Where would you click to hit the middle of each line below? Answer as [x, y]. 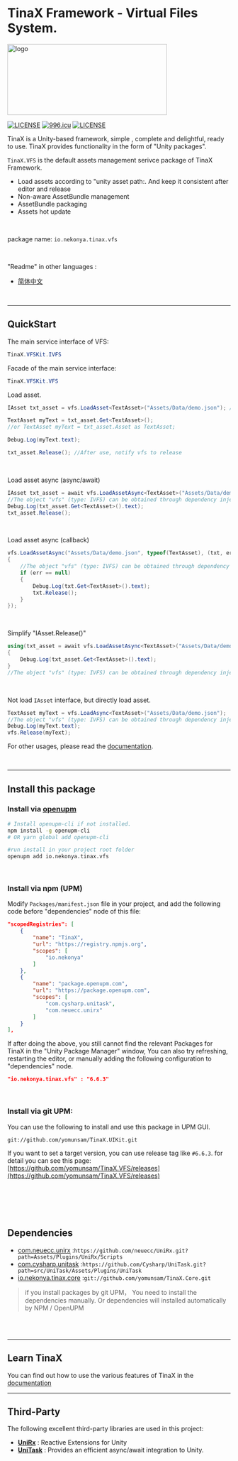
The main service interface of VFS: [58, 341]
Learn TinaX [35, 1358]
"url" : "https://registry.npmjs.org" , [90, 945]
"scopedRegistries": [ [41, 924]
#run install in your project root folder [71, 850]
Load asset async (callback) [49, 540]
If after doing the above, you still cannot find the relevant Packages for [110, 1044]
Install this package [51, 789]
